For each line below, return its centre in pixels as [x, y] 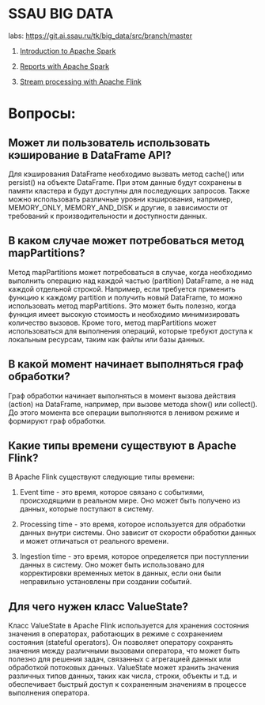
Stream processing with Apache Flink [81, 81]
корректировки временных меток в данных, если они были [120, 573]
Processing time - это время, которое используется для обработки [132, 524]
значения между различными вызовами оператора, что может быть [124, 651]
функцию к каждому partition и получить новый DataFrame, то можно [125, 297]
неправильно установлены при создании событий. [106, 582]
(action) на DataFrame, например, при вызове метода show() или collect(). [133, 404]
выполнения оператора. [49, 693]
